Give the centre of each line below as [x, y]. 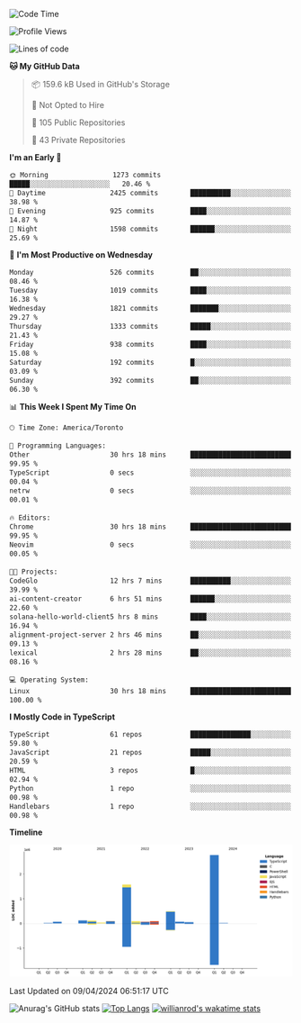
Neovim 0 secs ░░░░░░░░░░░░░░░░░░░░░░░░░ [150, 545]
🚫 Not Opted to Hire [68, 105]
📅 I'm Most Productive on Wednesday [81, 255]
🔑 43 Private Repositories [78, 140]
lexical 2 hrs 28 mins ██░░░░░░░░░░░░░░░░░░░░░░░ [150, 653]
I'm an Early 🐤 [35, 157]
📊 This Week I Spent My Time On [73, 407]
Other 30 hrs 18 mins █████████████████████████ [150, 455]
